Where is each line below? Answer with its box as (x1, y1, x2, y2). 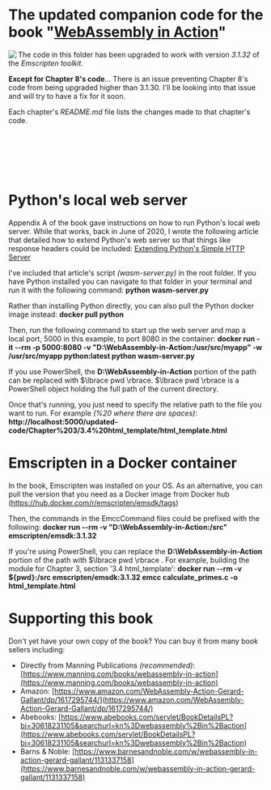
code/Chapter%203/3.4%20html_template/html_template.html (8, 425, 228, 435)
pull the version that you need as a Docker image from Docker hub (8, 489, 231, 499)
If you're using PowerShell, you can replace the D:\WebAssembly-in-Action (8, 546, 263, 556)
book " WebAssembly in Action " (8, 23, 227, 41)
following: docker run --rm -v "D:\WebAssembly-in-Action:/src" (8, 522, 228, 532)
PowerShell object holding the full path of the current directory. (8, 383, 219, 394)
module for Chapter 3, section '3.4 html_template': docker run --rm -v (8, 563, 243, 573)
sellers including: (8, 644, 66, 654)
